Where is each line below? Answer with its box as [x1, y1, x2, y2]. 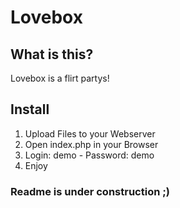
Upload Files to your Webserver [24, 127, 156, 140]
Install [10, 101, 50, 118]
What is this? [10, 46, 94, 63]
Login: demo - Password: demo [24, 149, 155, 161]
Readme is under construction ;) [10, 184, 171, 198]
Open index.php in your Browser [24, 138, 159, 150]
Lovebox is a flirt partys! [10, 72, 110, 84]
